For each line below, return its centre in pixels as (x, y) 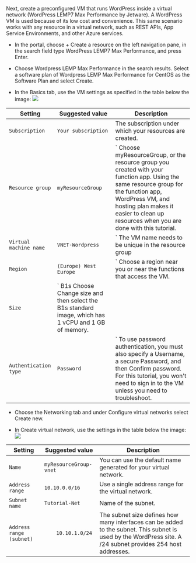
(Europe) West (77, 266)
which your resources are (150, 131)
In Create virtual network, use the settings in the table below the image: (100, 430)
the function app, (139, 191)
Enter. (22, 57)
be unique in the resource (150, 245)
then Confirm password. (148, 368)
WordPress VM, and (143, 199)
